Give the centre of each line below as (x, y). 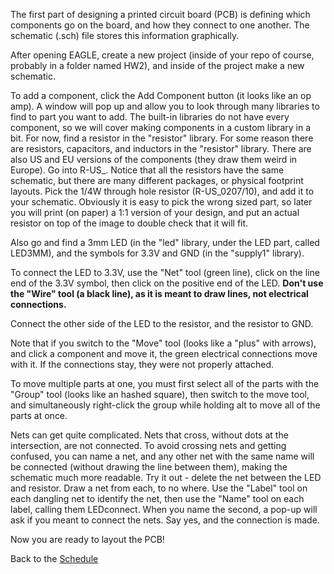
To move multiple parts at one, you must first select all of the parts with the (165, 383)
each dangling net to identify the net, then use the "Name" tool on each (157, 498)
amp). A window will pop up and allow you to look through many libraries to (165, 106)
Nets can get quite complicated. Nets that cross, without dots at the (149, 435)
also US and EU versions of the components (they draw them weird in (154, 159)
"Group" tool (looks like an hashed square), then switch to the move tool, (160, 394)
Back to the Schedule (54, 558)
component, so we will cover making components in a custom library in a (160, 127)
